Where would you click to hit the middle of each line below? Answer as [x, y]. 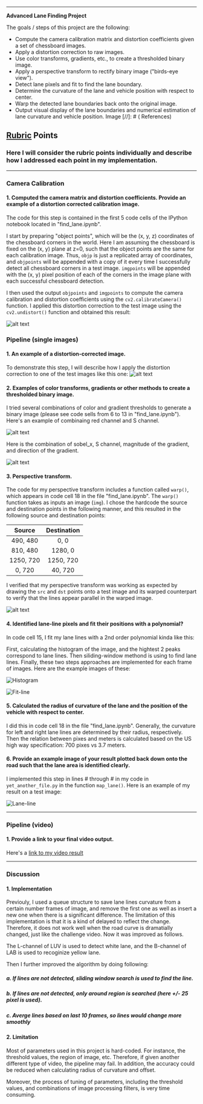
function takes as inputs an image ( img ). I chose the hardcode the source [97, 503]
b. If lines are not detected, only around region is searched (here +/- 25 [97, 994]
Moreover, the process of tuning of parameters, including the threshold [95, 1082]
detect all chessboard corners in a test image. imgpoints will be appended [98, 268]
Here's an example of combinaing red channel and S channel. [83, 421]
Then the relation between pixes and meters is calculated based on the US [99, 738]
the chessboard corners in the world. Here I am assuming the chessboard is [101, 242]
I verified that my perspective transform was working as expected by [92, 585]
